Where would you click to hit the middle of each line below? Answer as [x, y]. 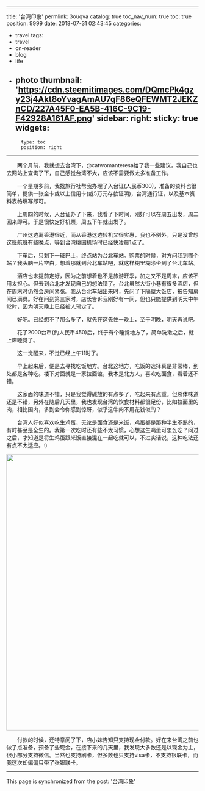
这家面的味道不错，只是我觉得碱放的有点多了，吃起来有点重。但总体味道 [108, 394]
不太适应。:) [32, 445]
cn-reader [28, 48]
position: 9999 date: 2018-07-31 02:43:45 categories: [74, 23]
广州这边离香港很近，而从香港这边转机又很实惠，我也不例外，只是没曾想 [108, 234]
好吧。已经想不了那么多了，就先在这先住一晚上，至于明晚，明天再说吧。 [108, 319]
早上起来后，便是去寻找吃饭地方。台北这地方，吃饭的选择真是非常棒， [105, 366]
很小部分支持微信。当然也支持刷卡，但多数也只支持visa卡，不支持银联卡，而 [102, 755]
